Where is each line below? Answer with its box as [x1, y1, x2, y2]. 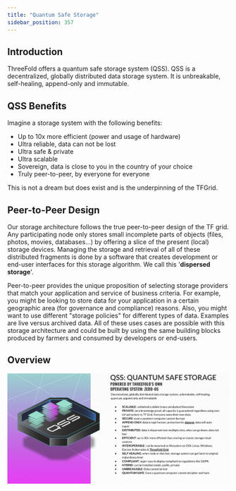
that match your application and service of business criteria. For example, [7, 289, 221, 297]
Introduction [7, 46, 63, 58]
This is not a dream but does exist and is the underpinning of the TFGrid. [7, 183, 218, 192]
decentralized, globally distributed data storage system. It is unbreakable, [7, 72, 221, 80]
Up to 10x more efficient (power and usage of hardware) [17, 133, 181, 141]
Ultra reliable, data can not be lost [17, 140, 116, 148]
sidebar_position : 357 [7, 18, 74, 26]
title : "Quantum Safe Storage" [7, 11, 99, 18]
